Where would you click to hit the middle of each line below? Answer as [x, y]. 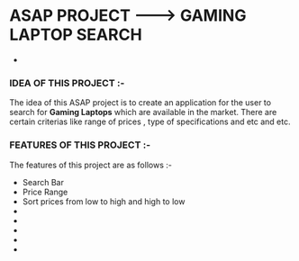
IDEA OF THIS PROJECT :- [67, 83]
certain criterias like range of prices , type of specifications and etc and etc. [150, 121]
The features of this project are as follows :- [91, 165]
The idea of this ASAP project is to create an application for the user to [140, 103]
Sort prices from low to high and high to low [104, 201]
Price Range [45, 192]
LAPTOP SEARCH [76, 35]
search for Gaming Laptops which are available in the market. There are [143, 112]
